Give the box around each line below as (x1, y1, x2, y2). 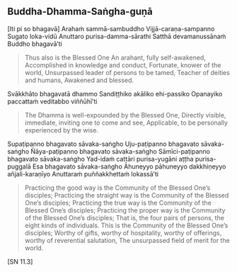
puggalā (7, 162, 32, 171)
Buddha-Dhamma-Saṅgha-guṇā (7, 6, 154, 18)
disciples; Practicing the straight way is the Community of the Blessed (24, 191, 229, 199)
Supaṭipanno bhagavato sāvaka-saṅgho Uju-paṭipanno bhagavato (7, 140, 200, 148)
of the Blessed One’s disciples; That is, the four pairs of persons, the (24, 213, 225, 222)
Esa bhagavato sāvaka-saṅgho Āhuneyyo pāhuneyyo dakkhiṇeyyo (33, 162, 226, 171)
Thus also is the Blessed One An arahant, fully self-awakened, (24, 53, 207, 62)
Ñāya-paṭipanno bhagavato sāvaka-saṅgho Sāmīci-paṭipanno (30, 147, 211, 155)
